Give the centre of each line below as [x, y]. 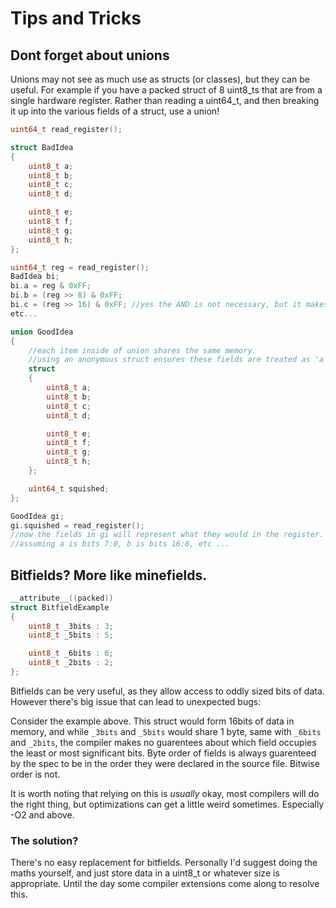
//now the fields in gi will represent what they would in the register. [167, 535]
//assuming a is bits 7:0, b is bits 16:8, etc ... [120, 544]
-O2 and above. [42, 814]
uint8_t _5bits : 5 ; [71, 635]
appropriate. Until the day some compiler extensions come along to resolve [165, 884]
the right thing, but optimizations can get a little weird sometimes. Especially [167, 804]
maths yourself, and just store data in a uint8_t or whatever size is [145, 873]
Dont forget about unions [90, 55]
